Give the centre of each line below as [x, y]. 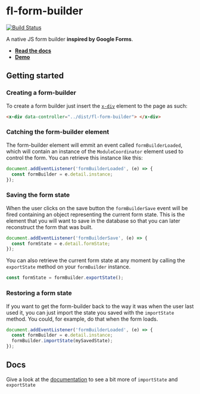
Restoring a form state [39, 293]
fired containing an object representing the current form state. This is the [96, 214]
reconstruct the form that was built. [50, 227]
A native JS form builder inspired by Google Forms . [70, 39]
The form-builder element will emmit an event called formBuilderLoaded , [94, 145]
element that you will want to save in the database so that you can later [93, 221]
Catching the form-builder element [58, 132]
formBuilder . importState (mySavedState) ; [62, 341]
